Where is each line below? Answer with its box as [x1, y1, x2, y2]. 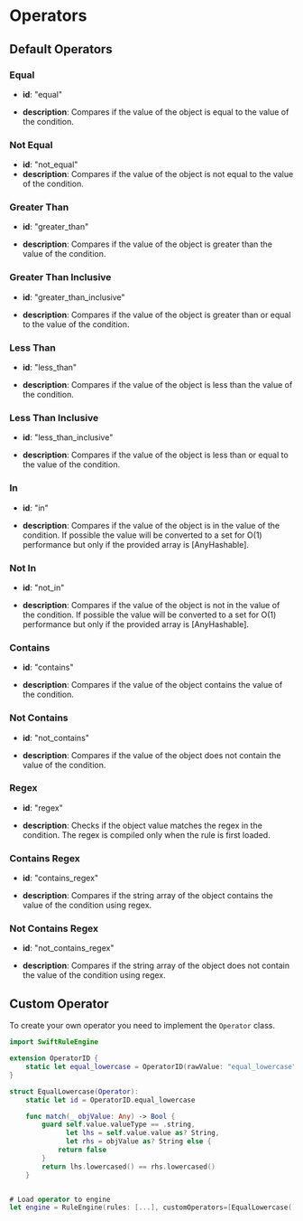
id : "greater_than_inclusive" [22, 291, 125, 303]
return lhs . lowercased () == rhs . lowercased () [41, 1162, 216, 1171]
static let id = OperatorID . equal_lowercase [25, 1095, 196, 1104]
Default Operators [9, 42, 113, 57]
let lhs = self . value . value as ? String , [66, 1129, 220, 1138]
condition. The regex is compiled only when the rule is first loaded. [22, 829, 271, 841]
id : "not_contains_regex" [22, 943, 115, 953]
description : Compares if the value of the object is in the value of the [22, 520, 280, 531]
